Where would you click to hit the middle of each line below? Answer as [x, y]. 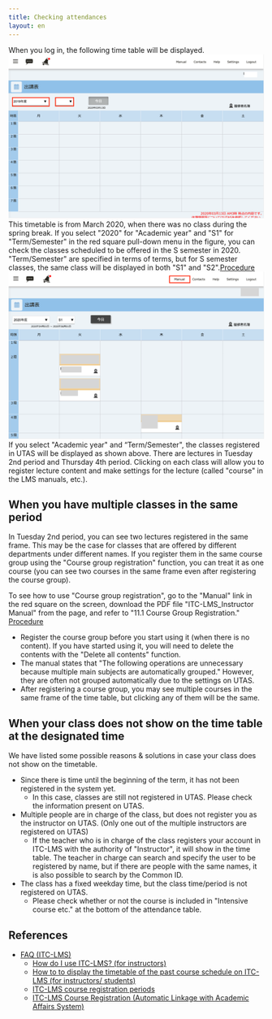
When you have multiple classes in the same [123, 505]
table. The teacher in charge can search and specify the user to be [144, 858]
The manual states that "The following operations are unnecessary [132, 663]
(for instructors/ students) [93, 981]
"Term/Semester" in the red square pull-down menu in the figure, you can [132, 242]
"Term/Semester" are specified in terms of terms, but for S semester [123, 259]
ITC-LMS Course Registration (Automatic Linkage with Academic [140, 998]
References [38, 935]
